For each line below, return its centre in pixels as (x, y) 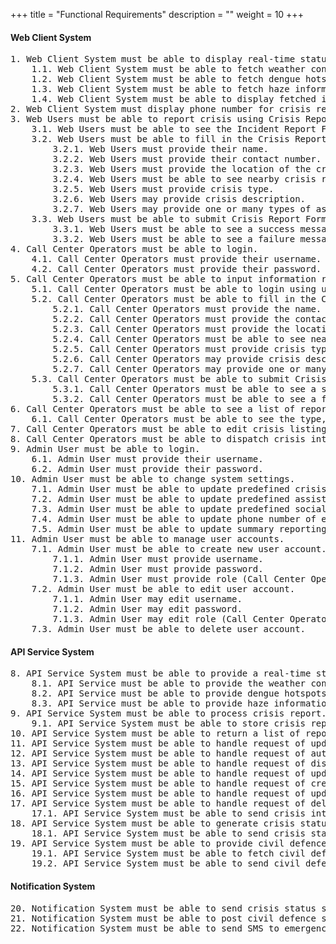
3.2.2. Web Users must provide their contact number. (187, 159)
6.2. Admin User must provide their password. (147, 469)
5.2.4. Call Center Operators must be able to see (179, 339)
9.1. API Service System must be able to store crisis (169, 723)
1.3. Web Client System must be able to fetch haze (160, 89)
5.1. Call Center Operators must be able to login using (174, 289)
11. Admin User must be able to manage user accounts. (147, 539)
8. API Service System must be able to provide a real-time (161, 673)
